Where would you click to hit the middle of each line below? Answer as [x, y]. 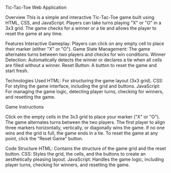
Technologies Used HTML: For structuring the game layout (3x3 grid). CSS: [84, 81]
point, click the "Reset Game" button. [44, 138]
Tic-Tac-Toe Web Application [36, 7]
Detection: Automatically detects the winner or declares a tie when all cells [84, 60]
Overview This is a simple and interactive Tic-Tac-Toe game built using [80, 17]
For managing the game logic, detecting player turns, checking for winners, [84, 91]
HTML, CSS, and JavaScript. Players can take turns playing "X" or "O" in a [83, 23]
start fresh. [17, 71]
